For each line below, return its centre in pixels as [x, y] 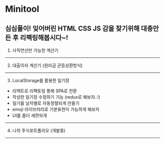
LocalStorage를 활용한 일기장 [41, 80]
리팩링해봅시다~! [44, 38]
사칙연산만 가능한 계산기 [35, 50]
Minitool [22, 9]
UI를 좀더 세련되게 [30, 115]
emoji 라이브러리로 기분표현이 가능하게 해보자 [56, 109]
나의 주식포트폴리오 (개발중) [39, 130]
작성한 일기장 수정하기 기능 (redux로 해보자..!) [56, 97]
